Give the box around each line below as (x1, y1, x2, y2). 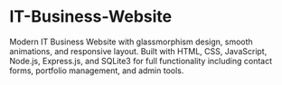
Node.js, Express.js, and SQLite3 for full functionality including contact (9, 55, 273, 66)
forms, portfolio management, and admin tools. (9, 65, 184, 76)
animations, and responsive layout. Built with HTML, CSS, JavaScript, (9, 45, 268, 56)
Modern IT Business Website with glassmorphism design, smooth (9, 36, 253, 47)
